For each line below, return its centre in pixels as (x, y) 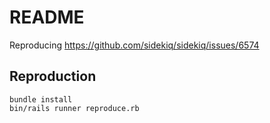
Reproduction (53, 76)
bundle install (41, 99)
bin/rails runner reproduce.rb (74, 108)
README (47, 17)
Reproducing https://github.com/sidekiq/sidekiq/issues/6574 (134, 45)
